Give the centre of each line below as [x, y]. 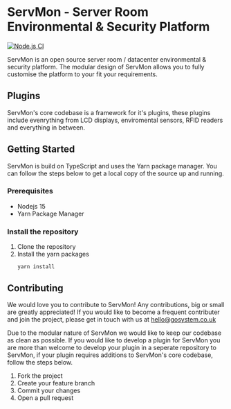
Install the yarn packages [53, 254]
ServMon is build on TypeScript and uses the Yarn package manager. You [112, 166]
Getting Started [41, 149]
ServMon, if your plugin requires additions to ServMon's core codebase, [110, 355]
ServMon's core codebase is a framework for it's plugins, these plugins [109, 112]
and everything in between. [46, 127]
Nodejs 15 [31, 206]
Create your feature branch [56, 383]
